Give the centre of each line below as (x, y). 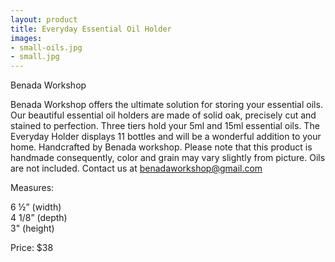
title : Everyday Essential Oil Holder (91, 29)
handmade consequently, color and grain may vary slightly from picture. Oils (168, 158)
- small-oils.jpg (46, 47)
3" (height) (32, 228)
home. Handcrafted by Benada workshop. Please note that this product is (161, 147)
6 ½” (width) (36, 207)
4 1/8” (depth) (39, 218)
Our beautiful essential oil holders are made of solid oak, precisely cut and (163, 115)
